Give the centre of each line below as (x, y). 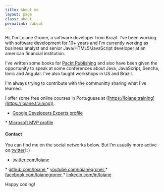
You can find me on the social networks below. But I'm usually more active (81, 145)
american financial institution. (35, 54)
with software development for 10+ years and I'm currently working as (77, 43)
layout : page (19, 14)
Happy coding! (20, 185)
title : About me (22, 10)
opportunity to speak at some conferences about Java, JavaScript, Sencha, (82, 68)
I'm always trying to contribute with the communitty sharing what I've (76, 83)
